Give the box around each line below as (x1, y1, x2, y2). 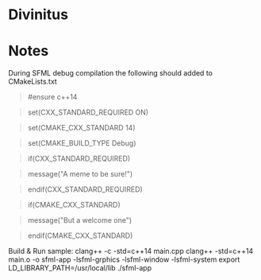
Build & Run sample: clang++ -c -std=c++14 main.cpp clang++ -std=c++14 (8, 247, 254, 256)
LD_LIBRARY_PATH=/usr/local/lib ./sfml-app (8, 263, 152, 273)
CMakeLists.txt (8, 77, 57, 87)
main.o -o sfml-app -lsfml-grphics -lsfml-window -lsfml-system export (8, 255, 240, 264)
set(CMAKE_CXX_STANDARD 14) (27, 123, 136, 133)
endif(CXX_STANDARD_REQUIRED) (27, 185, 143, 194)
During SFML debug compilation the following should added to (8, 68, 213, 78)
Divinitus (8, 6, 69, 24)
